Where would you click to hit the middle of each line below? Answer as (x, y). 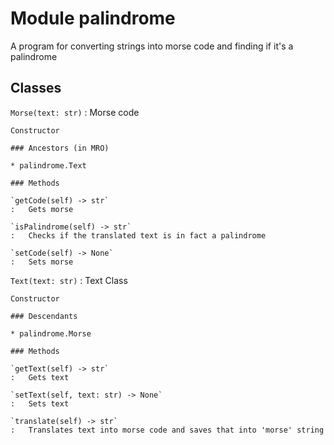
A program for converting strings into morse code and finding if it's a (152, 46)
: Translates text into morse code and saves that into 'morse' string (167, 430)
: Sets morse (42, 262)
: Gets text (40, 377)
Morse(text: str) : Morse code (75, 112)
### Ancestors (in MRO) (60, 148)
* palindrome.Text (48, 165)
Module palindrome (93, 18)
